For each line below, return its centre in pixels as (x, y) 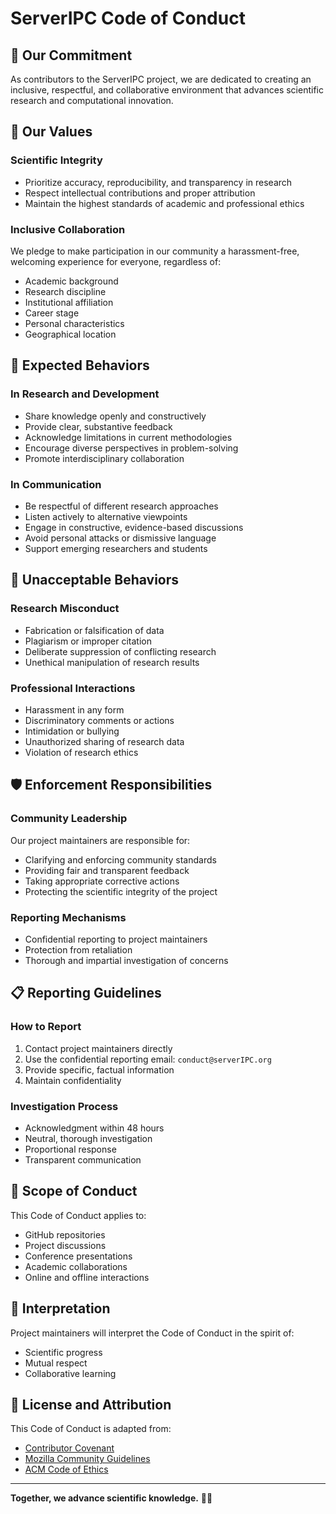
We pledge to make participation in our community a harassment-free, (155, 251)
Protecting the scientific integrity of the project (121, 891)
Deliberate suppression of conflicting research (120, 651)
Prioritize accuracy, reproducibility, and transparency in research (158, 182)
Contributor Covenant (69, 1448)
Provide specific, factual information (99, 1069)
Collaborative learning (70, 1373)
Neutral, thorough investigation (88, 1138)
